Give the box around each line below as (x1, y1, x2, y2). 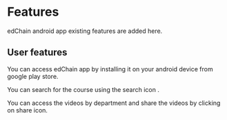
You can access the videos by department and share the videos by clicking (7, 99, 221, 107)
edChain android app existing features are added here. (7, 27, 163, 35)
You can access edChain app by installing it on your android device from (7, 64, 213, 73)
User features (7, 47, 68, 58)
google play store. (7, 72, 59, 80)
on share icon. (7, 106, 48, 114)
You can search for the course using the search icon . (7, 85, 160, 93)
